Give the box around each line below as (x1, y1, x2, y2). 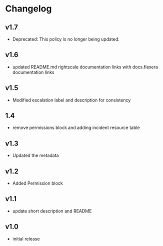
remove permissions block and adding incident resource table (12, 124, 140, 130)
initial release (12, 235, 40, 241)
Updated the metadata (12, 152, 59, 158)
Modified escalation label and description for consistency (12, 97, 131, 103)
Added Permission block (12, 180, 63, 186)
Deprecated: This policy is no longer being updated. (12, 36, 120, 42)
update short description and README (12, 208, 92, 214)
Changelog (5, 3, 52, 14)
